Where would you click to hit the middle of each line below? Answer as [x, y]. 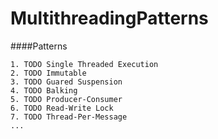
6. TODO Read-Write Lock [62, 108]
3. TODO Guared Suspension [66, 82]
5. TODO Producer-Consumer [66, 99]
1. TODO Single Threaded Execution [84, 64]
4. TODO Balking [44, 90]
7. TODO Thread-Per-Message [69, 117]
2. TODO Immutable [48, 73]
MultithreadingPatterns [109, 18]
